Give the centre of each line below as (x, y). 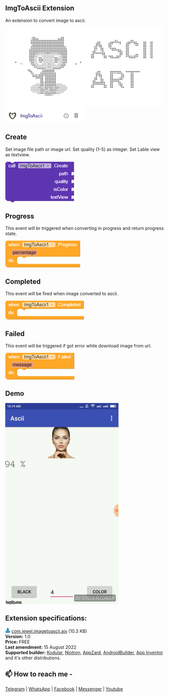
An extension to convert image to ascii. (46, 20)
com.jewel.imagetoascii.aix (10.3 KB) (49, 631)
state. (11, 234)
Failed (15, 334)
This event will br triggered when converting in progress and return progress (84, 228)
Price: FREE (18, 642)
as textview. (18, 154)
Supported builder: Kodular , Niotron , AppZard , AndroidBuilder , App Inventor (84, 652)
